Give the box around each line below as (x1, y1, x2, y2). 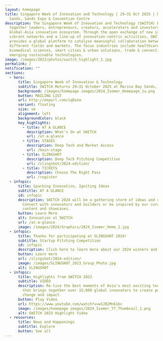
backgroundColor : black (17, 115, 66, 121)
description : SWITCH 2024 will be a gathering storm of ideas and (17, 197, 155, 202)
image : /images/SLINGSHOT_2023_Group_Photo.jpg (17, 261, 116, 265)
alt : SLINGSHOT (17, 265, 49, 270)
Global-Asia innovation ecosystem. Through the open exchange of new (9, 30, 153, 35)
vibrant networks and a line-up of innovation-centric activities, (9, 35, 149, 39)
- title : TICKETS (22, 166, 57, 170)
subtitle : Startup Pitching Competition (17, 238, 101, 243)
